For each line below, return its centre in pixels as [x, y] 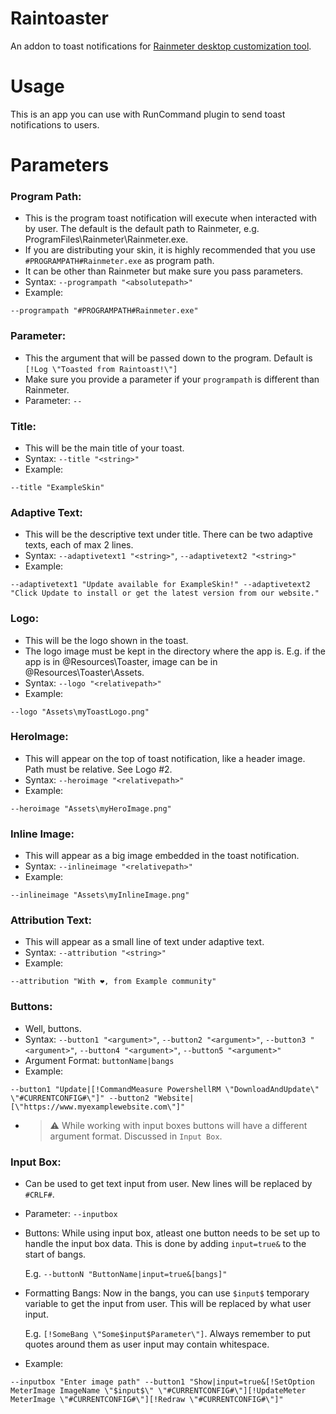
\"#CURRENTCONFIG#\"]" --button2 [80, 1098]
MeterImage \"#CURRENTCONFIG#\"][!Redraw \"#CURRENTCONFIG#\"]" [147, 1400]
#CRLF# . [39, 1194]
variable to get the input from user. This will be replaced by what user [168, 1304]
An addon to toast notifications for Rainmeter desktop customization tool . [161, 46]
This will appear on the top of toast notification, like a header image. [165, 758]
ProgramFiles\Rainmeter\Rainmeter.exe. [106, 239]
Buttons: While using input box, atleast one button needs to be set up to [172, 1233]
